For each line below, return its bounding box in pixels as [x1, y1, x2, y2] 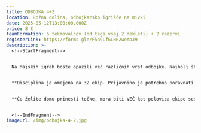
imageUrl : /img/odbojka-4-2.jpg [6, 117, 87, 123]
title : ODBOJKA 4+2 [6, 8, 55, 15]
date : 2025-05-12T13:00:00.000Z [6, 20, 87, 26]
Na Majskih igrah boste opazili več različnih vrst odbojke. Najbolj [11, 64, 188, 69]
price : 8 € [6, 25, 33, 32]
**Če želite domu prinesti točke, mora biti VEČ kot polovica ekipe [11, 96, 186, 102]
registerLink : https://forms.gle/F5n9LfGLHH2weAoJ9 [6, 37, 138, 43]
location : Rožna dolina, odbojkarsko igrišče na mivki [6, 14, 146, 20]
